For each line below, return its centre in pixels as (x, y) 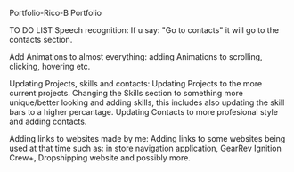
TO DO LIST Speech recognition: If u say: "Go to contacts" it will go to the (144, 30)
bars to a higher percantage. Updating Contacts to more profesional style (144, 112)
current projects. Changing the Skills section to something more (126, 93)
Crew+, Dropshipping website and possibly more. (100, 158)
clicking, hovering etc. (50, 66)
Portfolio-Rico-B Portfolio (56, 13)
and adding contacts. (48, 121)
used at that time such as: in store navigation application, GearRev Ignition (146, 148)
